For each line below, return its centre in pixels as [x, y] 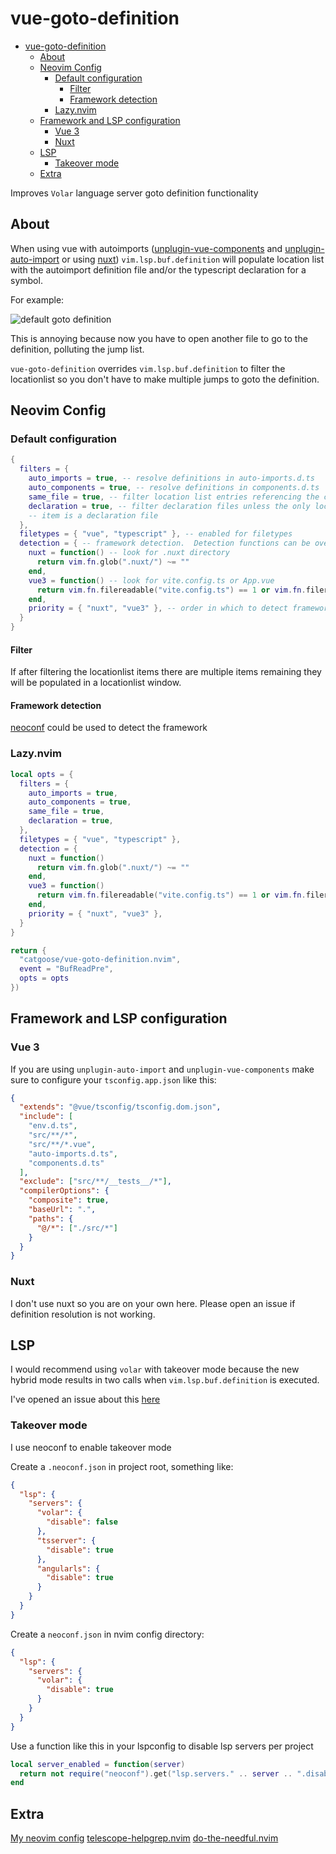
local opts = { [42, 774]
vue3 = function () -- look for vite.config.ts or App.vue [151, 580]
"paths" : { [51, 1218]
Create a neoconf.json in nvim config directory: [107, 1634]
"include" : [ [46, 1117]
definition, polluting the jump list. [77, 349]
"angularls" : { [68, 1568]
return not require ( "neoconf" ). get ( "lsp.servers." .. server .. [156, 1773]
